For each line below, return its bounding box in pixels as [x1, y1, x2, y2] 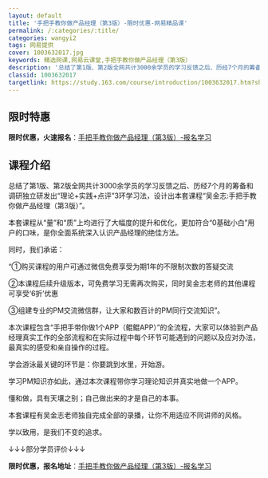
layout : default [8, 11, 62, 20]
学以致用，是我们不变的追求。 [8, 428, 106, 437]
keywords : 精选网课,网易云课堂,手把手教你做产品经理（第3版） [8, 57, 191, 65]
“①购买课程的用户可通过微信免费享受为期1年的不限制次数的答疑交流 [8, 262, 234, 271]
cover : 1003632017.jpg [8, 49, 84, 57]
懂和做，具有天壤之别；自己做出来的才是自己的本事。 [8, 393, 183, 403]
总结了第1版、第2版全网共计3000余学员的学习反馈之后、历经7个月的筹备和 [8, 181, 254, 191]
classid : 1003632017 [8, 71, 77, 79]
